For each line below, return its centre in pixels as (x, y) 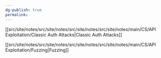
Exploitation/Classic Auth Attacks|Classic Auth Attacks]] (64, 35)
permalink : (17, 15)
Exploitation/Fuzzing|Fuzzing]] (37, 50)
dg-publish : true (24, 10)
